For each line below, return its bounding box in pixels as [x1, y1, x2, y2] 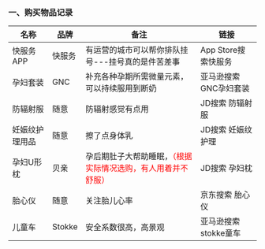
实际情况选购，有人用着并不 [85, 163, 188, 174]
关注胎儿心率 [85, 195, 133, 206]
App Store [200, 45, 238, 56]
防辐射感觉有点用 [85, 104, 149, 115]
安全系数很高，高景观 [85, 222, 165, 233]
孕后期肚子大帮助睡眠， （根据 [85, 151, 192, 162]
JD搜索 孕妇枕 [200, 163, 252, 174]
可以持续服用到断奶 [85, 83, 157, 94]
